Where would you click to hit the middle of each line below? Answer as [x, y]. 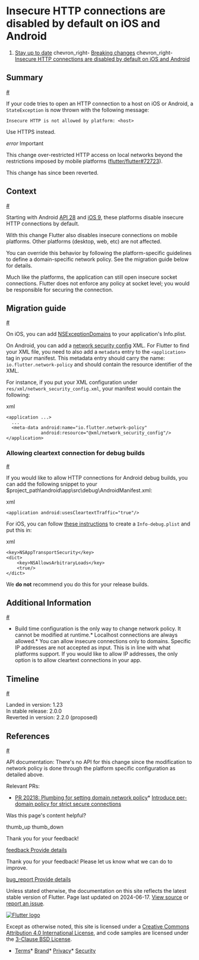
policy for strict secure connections [78, 804]
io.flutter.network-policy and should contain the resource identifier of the [99, 364]
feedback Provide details [37, 850]
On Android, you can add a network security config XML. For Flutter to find [98, 345]
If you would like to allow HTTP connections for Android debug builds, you [97, 477]
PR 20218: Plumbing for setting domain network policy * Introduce [95, 798]
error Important [25, 143]
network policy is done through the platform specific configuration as [91, 769]
